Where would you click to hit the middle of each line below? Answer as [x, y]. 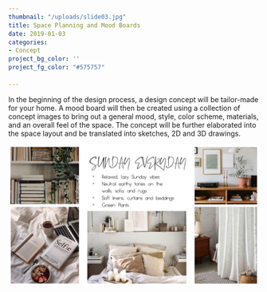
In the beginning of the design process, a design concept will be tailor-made [133, 99]
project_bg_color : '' [44, 59]
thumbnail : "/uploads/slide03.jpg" [67, 17]
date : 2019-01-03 [37, 34]
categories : [28, 42]
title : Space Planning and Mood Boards [75, 25]
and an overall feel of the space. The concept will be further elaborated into [132, 124]
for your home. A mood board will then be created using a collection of [124, 108]
